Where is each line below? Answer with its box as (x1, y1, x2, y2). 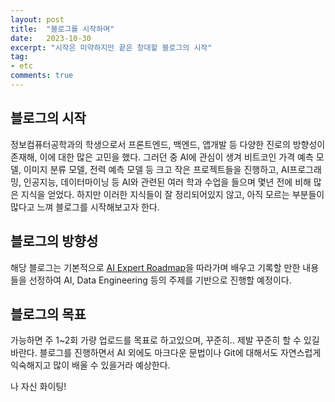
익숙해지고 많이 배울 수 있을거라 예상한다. (10, 359, 171, 371)
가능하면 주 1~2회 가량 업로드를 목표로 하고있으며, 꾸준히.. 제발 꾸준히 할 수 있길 (10, 334, 320, 346)
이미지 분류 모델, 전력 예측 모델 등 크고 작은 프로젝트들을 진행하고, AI (23, 163, 290, 175)
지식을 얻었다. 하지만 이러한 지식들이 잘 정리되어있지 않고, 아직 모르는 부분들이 (20, 188, 325, 200)
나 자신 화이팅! (10, 381, 67, 393)
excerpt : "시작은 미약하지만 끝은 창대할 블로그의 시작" (10, 42, 213, 53)
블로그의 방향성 (10, 233, 99, 250)
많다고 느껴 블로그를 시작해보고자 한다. (10, 201, 160, 213)
